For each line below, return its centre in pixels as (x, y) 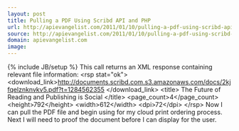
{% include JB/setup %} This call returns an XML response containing (110, 67)
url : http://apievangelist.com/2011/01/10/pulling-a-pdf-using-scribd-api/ (122, 27)
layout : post (27, 14)
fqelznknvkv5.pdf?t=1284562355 (56, 90)
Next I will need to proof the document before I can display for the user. (112, 120)
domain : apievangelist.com (47, 40)
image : (17, 47)
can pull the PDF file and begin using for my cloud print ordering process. (115, 112)
